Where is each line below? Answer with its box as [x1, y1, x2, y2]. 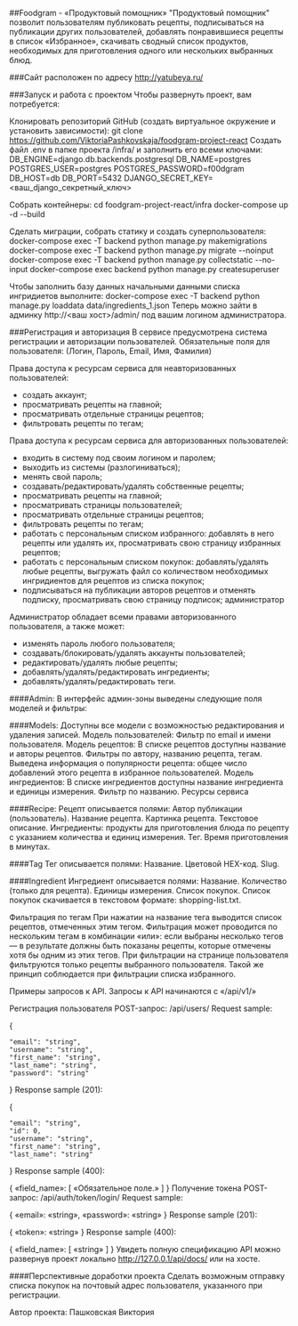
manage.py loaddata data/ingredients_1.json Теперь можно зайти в [9, 300, 258, 311]
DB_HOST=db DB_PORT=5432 [9, 173, 123, 183]
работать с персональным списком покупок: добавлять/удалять [21, 556, 269, 567]
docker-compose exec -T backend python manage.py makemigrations [9, 236, 268, 246]
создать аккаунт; [21, 390, 87, 400]
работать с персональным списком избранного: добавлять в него [21, 529, 275, 538]
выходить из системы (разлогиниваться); [21, 462, 181, 473]
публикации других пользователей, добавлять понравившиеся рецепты [9, 27, 284, 36]
